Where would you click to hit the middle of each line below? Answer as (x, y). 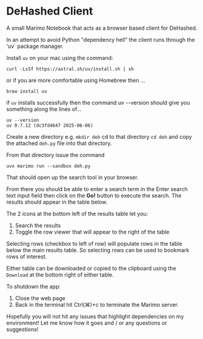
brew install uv (27, 91)
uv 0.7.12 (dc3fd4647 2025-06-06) (50, 126)
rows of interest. (27, 257)
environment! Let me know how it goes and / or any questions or (87, 323)
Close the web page (40, 298)
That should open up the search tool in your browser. (72, 177)
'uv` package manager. (35, 46)
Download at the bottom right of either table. (60, 275)
